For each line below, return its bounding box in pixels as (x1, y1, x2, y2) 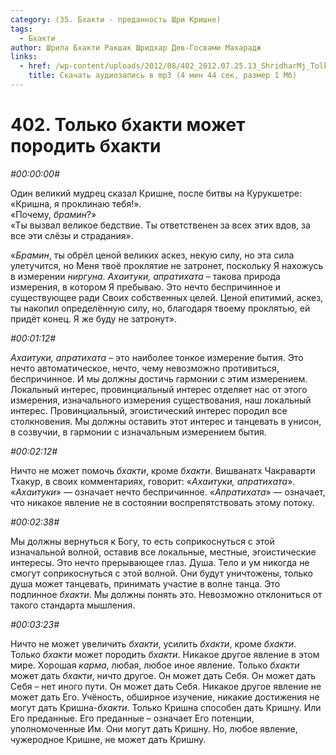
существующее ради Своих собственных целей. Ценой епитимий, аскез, (10, 291, 324, 303)
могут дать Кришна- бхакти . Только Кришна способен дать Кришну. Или (10, 701, 322, 713)
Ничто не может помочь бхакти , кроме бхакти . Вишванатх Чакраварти (10, 464, 316, 476)
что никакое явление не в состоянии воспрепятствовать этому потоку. (10, 496, 315, 508)
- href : (19, 61, 52, 71)
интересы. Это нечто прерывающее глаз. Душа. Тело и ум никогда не (10, 556, 310, 568)
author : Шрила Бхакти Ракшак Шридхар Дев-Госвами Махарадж (10, 42, 262, 53)
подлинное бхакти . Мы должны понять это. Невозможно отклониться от (10, 588, 323, 600)
